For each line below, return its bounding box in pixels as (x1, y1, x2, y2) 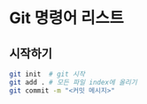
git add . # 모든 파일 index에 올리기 (9, 78, 137, 86)
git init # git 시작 (9, 70, 86, 78)
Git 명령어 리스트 (9, 8, 124, 28)
